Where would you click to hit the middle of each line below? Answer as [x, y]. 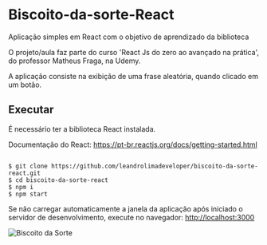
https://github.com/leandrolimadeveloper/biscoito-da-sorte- [155, 166]
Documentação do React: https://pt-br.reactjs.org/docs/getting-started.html [133, 144]
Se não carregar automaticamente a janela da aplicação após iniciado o [126, 208]
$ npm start [28, 194]
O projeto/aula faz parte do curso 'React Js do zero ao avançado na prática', [134, 52]
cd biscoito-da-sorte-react [62, 180]
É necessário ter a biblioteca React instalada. [82, 128]
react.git [25, 173]
